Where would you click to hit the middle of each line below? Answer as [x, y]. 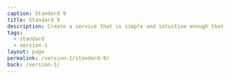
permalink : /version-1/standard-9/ [58, 58]
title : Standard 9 [33, 20]
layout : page [26, 52]
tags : [15, 33]
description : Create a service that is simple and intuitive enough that [116, 26]
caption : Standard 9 [37, 13]
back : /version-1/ [33, 65]
